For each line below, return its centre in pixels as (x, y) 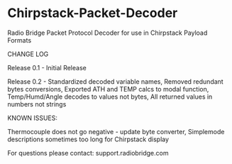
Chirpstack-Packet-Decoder (93, 13)
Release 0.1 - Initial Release (47, 67)
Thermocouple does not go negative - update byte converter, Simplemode (116, 131)
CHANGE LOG (28, 54)
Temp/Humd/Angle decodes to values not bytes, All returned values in (110, 97)
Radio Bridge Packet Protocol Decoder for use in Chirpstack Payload (107, 33)
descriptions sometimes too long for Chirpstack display (88, 139)
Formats (20, 40)
